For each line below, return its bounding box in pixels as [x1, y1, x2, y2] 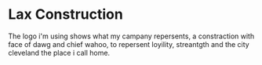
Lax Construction [8, 5, 123, 23]
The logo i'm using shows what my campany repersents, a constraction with [8, 31, 255, 41]
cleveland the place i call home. [8, 48, 111, 57]
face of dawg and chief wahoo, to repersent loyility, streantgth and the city [8, 39, 249, 49]
